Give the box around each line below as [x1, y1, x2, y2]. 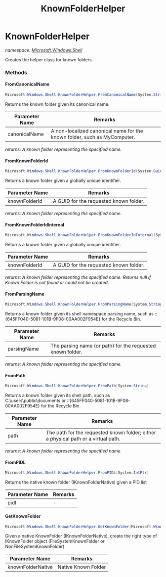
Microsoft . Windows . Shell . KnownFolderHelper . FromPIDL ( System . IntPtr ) [5, 470, 149, 475]
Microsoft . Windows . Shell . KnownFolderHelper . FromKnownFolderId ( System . [5, 169, 154, 174]
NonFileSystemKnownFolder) [5, 543, 65, 549]
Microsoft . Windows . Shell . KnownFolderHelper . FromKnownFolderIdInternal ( [5, 233, 156, 238]
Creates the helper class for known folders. [5, 56, 93, 62]
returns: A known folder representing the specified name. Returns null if [5, 274, 151, 280]
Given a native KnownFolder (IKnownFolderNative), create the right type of [5, 533, 157, 539]
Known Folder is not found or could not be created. [5, 280, 109, 286]
